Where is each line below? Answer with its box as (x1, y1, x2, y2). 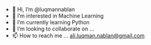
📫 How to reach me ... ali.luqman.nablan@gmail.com (12, 32, 145, 39)
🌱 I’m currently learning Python (12, 19, 90, 26)
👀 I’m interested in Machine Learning (12, 12, 104, 19)
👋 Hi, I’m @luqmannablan (12, 6, 75, 13)
